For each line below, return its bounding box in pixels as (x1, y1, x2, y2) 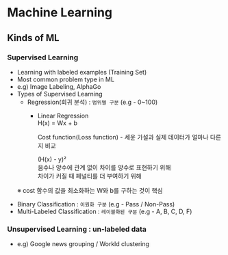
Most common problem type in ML (16, 75, 115, 83)
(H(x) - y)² (37, 155, 67, 163)
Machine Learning (7, 5, 113, 21)
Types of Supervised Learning (16, 90, 103, 98)
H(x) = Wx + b (37, 118, 77, 127)
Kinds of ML (7, 32, 60, 44)
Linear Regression (37, 111, 89, 120)
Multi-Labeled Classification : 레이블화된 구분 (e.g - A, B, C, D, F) (16, 207, 192, 215)
